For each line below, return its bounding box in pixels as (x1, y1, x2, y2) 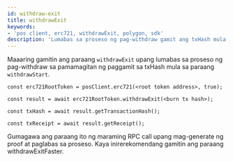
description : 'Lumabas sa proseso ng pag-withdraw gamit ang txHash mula (7, 36, 227, 43)
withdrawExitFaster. (7, 147, 64, 155)
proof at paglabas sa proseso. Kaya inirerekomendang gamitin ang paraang (7, 140, 224, 148)
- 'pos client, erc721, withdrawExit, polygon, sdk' (7, 29, 164, 37)
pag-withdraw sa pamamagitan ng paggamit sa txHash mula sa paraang (7, 63, 215, 71)
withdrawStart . (7, 70, 50, 79)
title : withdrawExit (7, 17, 68, 24)
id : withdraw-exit (7, 10, 61, 17)
